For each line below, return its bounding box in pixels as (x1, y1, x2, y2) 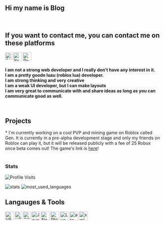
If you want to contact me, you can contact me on (5, 32, 160, 40)
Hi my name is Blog (5, 4, 65, 12)
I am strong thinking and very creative (5, 77, 85, 83)
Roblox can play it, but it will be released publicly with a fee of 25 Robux (5, 140, 151, 146)
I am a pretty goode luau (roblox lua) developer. (5, 72, 104, 78)
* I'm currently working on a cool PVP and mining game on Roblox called (5, 130, 153, 136)
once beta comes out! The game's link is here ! (5, 145, 99, 152)
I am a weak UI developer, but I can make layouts (5, 82, 106, 88)
